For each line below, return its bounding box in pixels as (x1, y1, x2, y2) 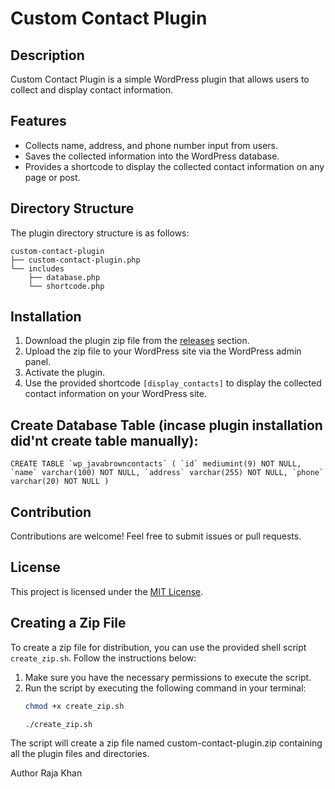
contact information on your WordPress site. (24, 388, 207, 400)
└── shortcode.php (28, 281, 105, 291)
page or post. (24, 171, 81, 183)
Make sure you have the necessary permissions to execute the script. (24, 671, 312, 683)
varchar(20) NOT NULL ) (10, 477, 110, 487)
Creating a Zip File (10, 615, 127, 632)
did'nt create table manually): (10, 432, 199, 449)
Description (10, 47, 85, 64)
